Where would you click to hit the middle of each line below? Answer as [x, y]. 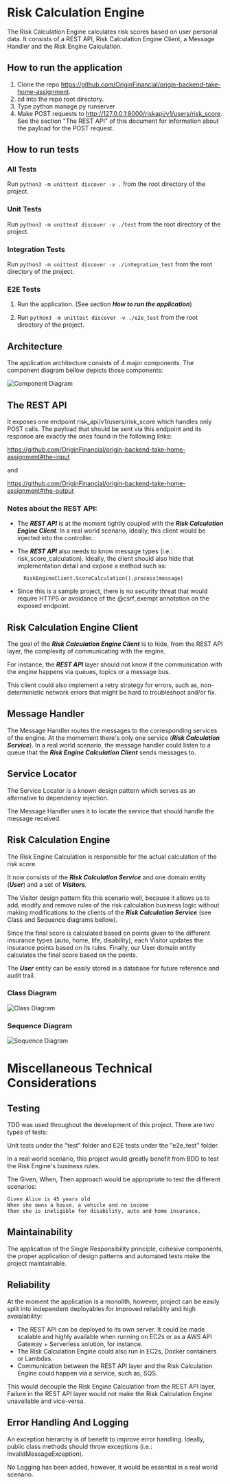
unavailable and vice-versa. [46, 1401]
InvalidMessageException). [45, 1454]
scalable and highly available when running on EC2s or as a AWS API [114, 1336]
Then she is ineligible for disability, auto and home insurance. [104, 1211]
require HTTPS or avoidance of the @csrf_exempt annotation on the [113, 599]
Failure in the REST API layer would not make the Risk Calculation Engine [110, 1393]
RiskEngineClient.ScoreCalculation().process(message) [104, 579]
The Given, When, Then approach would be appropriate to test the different [114, 1179]
